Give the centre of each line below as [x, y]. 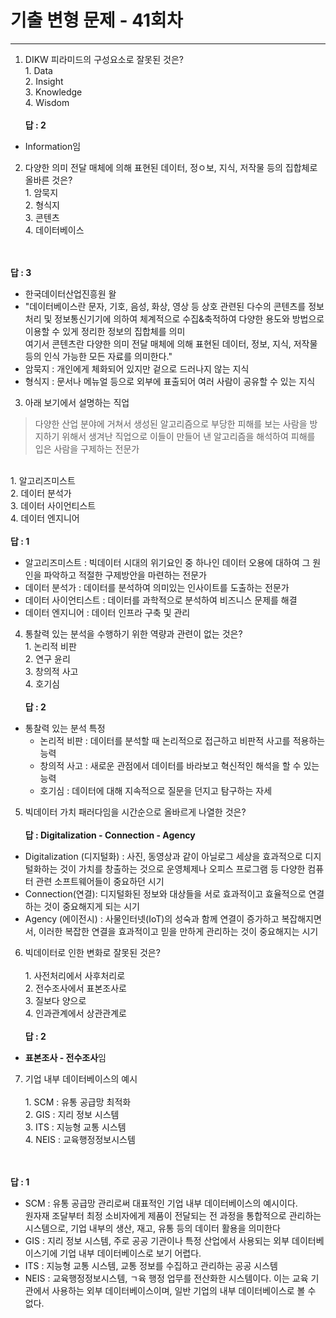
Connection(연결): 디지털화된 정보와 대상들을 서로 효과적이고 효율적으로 [165, 893]
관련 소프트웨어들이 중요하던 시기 [100, 881]
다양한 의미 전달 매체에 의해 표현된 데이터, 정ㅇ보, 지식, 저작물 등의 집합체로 [171, 167]
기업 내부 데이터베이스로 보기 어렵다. [130, 1253]
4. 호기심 [42, 683]
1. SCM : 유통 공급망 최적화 [78, 1102]
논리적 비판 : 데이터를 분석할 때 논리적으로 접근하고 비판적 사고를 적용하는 [182, 740]
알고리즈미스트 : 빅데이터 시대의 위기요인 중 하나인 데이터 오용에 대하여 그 [167, 562]
